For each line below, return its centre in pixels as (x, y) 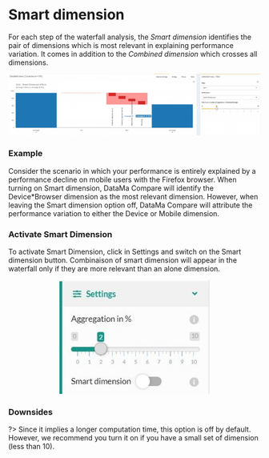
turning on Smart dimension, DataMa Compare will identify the (111, 188)
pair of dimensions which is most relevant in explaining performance (121, 45)
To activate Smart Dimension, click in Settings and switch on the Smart (125, 251)
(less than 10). (31, 447)
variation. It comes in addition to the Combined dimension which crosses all (133, 54)
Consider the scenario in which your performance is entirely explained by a (132, 171)
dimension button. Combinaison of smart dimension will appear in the (123, 260)
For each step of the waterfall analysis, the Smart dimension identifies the (130, 37)
